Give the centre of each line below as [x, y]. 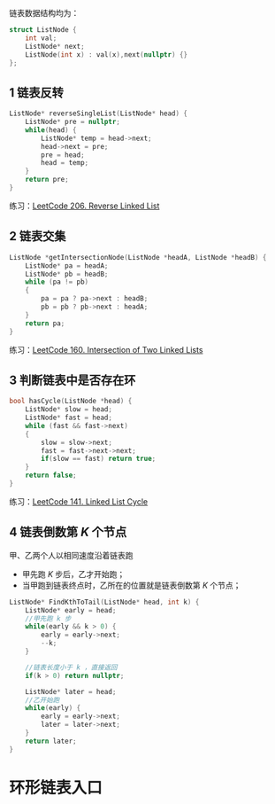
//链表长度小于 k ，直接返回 [71, 667]
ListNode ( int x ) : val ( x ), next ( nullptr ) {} [107, 55]
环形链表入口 [56, 788]
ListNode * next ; [55, 46]
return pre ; [47, 180]
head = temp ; [65, 163]
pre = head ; [63, 155]
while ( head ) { [51, 130]
